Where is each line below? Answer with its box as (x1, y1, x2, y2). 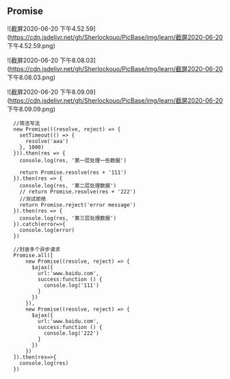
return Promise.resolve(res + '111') (19, 169, 127, 176)
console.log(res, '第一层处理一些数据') (19, 157, 127, 164)
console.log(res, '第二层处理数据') (19, 182, 117, 189)
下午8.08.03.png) (7, 73, 56, 81)
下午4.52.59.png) (7, 41, 56, 50)
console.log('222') (43, 330, 99, 337)
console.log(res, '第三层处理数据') (19, 215, 117, 222)
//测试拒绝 (19, 195, 47, 202)
